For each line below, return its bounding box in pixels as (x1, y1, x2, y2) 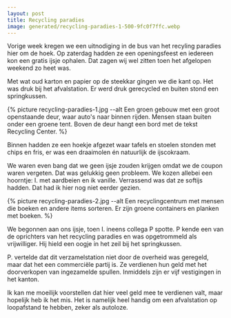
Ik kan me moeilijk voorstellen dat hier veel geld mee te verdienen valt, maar (7, 288, 223, 297)
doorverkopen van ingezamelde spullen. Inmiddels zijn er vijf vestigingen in (7, 268, 221, 277)
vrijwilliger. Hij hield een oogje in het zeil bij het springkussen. (7, 240, 182, 248)
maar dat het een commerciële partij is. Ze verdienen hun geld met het (7, 261, 207, 269)
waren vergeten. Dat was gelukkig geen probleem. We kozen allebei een (7, 169, 212, 177)
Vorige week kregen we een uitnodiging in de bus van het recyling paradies (7, 42, 222, 50)
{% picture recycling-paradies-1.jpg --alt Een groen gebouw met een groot (7, 105, 219, 114)
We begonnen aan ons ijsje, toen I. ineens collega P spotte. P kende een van (7, 225, 224, 234)
